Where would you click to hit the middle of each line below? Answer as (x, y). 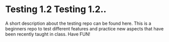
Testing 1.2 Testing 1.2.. (56, 9)
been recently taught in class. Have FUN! (48, 34)
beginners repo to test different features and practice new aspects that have (84, 28)
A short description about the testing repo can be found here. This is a (78, 23)
